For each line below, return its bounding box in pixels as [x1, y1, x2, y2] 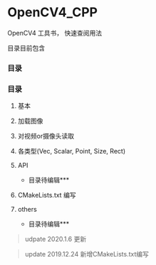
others [17, 205, 37, 214]
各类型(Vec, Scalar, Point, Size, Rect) [17, 147, 126, 156]
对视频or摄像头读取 [17, 132, 75, 141]
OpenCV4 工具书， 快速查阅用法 [7, 28, 103, 37]
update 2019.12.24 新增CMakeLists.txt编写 [24, 250, 150, 259]
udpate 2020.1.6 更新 [24, 235, 87, 244]
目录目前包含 [7, 43, 45, 52]
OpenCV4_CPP [7, 4, 98, 21]
